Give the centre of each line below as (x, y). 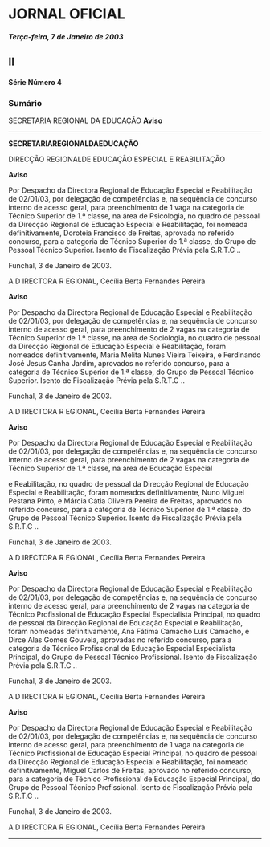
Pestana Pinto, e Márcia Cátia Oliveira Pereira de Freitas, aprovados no (125, 501)
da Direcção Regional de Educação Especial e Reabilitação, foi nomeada (128, 225)
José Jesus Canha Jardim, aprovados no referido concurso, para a (119, 364)
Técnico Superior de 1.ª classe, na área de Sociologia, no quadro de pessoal (135, 338)
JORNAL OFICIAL (67, 14)
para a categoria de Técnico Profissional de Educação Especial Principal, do (135, 779)
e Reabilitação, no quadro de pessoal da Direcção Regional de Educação (129, 484)
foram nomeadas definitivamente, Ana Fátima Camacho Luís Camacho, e (129, 632)
